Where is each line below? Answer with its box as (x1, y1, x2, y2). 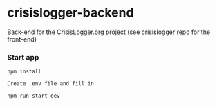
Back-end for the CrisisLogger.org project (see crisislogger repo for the (7, 28, 211, 36)
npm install (7, 68, 41, 76)
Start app (7, 52, 39, 62)
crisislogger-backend (7, 5, 134, 21)
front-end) (7, 35, 37, 43)
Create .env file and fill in (7, 80, 95, 87)
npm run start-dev (7, 92, 60, 100)
